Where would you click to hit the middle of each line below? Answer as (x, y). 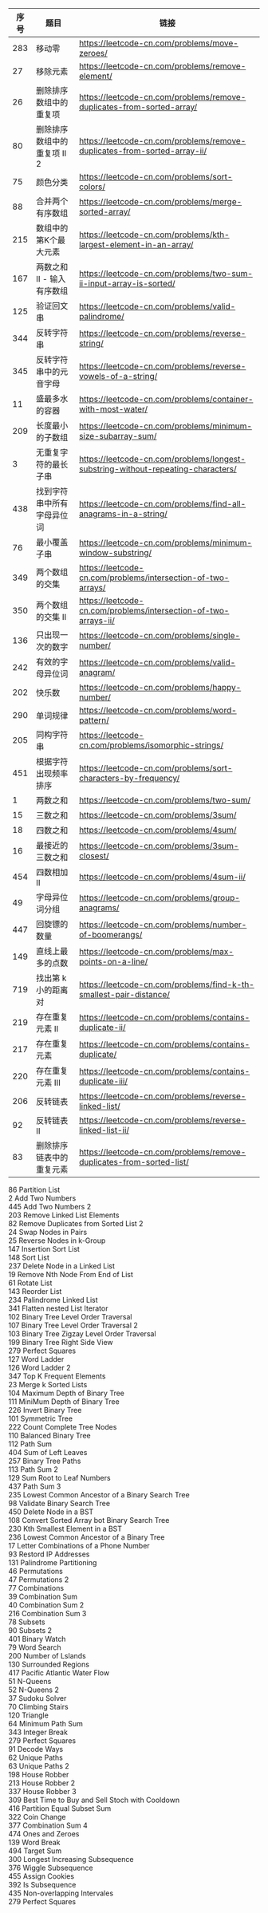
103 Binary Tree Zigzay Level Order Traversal (83, 1334)
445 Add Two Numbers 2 (50, 1207)
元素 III (48, 1083)
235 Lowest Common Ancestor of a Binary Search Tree (99, 1495)
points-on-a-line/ (113, 962)
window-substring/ (115, 552)
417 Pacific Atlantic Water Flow (59, 1673)
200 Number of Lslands (47, 1656)
